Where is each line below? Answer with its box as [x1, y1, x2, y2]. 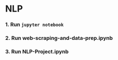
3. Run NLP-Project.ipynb [5, 48, 69, 55]
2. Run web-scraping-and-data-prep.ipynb [5, 35, 113, 42]
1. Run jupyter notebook [5, 21, 64, 28]
